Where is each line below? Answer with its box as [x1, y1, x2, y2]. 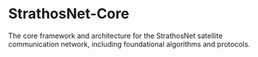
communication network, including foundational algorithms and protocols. [8, 39, 251, 48]
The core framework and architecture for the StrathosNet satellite [8, 31, 223, 40]
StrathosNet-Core [8, 5, 130, 23]
